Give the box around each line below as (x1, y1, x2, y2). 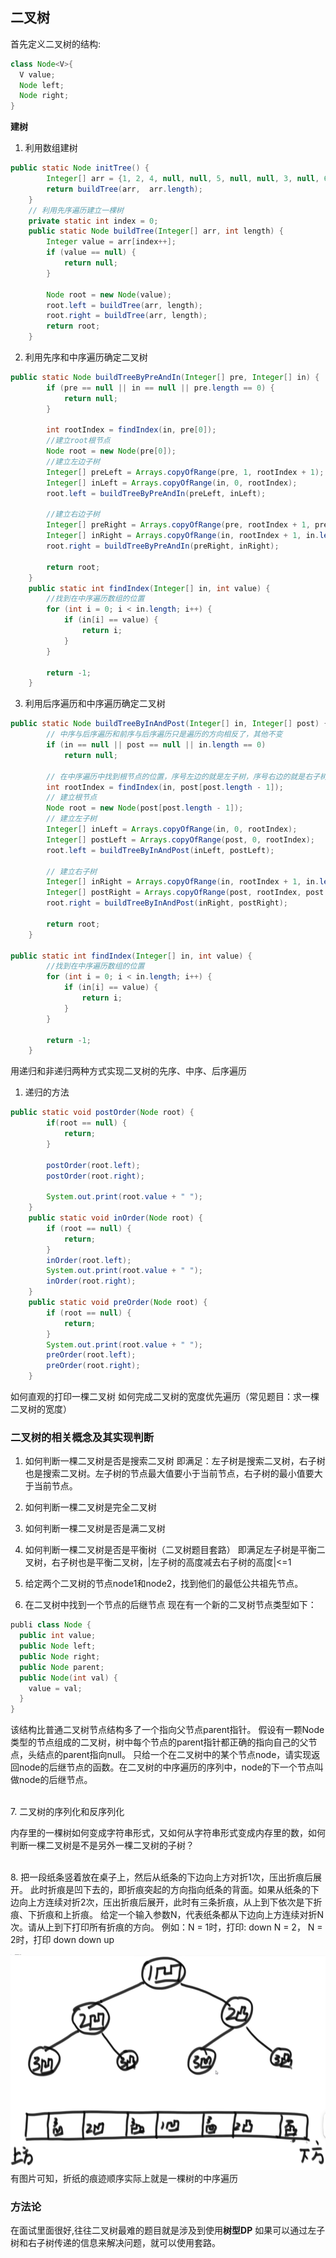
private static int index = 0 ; (28, 216, 159, 226)
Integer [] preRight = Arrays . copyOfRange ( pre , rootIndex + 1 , (46, 520, 311, 530)
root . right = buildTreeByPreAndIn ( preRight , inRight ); (46, 541, 280, 552)
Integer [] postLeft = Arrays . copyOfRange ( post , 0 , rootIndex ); (46, 834, 315, 845)
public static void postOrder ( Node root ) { (10, 1108, 195, 1118)
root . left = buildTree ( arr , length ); (46, 300, 203, 310)
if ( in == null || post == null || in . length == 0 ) (46, 740, 267, 750)
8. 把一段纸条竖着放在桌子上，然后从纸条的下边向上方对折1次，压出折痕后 (10, 1871, 314, 1883)
